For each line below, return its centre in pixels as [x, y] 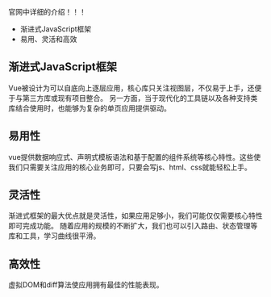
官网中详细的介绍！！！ [47, 12]
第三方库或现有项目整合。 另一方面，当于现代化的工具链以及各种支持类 [140, 98]
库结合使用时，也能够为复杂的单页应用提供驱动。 [90, 108]
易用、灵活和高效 [48, 39]
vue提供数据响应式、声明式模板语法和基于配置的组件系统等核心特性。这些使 [135, 157]
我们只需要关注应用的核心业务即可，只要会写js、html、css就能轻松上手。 [130, 167]
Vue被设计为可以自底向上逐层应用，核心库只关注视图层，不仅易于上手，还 [132, 88]
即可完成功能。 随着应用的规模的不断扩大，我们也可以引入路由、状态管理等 [133, 226]
